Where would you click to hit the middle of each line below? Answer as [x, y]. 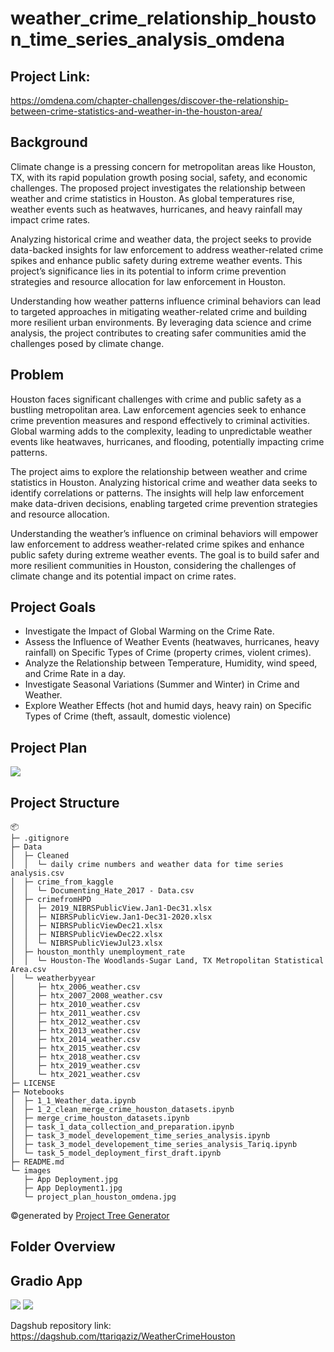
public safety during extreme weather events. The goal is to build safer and [165, 554]
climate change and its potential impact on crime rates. [123, 576]
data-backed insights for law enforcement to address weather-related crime [167, 249]
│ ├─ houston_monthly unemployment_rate [98, 952]
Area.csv [28, 970]
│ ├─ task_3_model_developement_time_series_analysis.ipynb [140, 1136]
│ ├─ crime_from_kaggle [62, 882]
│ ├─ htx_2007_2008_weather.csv [86, 996]
